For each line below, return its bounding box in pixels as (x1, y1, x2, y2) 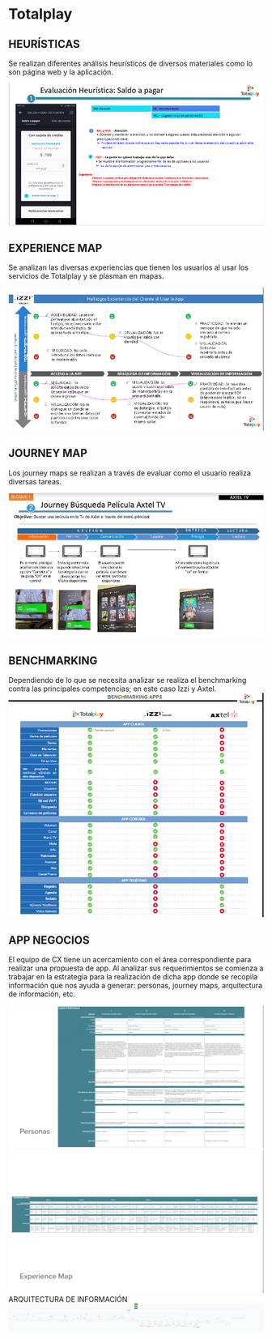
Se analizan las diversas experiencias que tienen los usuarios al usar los (8, 262, 249, 272)
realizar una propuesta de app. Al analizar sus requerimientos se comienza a (8, 963, 264, 973)
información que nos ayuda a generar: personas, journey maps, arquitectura (8, 981, 263, 991)
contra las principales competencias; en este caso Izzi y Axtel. (8, 684, 217, 693)
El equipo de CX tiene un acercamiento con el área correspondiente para (8, 955, 252, 965)
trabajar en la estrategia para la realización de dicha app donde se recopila (8, 972, 258, 982)
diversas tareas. (8, 476, 62, 486)
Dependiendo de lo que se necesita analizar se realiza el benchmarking (8, 676, 247, 685)
